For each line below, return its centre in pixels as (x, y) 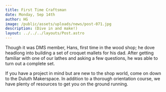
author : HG (17, 19)
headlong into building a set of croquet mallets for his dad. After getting (79, 53)
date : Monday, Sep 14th (30, 15)
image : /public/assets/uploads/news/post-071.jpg (59, 24)
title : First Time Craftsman (36, 10)
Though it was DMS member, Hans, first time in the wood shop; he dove (80, 48)
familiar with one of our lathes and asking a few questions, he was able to (81, 58)
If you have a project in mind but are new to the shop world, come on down (83, 73)
